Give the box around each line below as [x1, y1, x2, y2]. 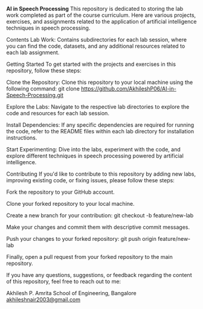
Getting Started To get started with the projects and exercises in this [6, 60, 176, 68]
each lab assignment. [6, 49, 60, 56]
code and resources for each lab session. [6, 110, 110, 116]
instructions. [6, 134, 37, 141]
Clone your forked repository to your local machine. [6, 200, 135, 207]
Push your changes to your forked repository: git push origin [6, 235, 157, 242]
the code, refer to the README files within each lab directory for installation [6, 128, 195, 135]
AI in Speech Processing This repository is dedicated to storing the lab [6, 5, 184, 12]
